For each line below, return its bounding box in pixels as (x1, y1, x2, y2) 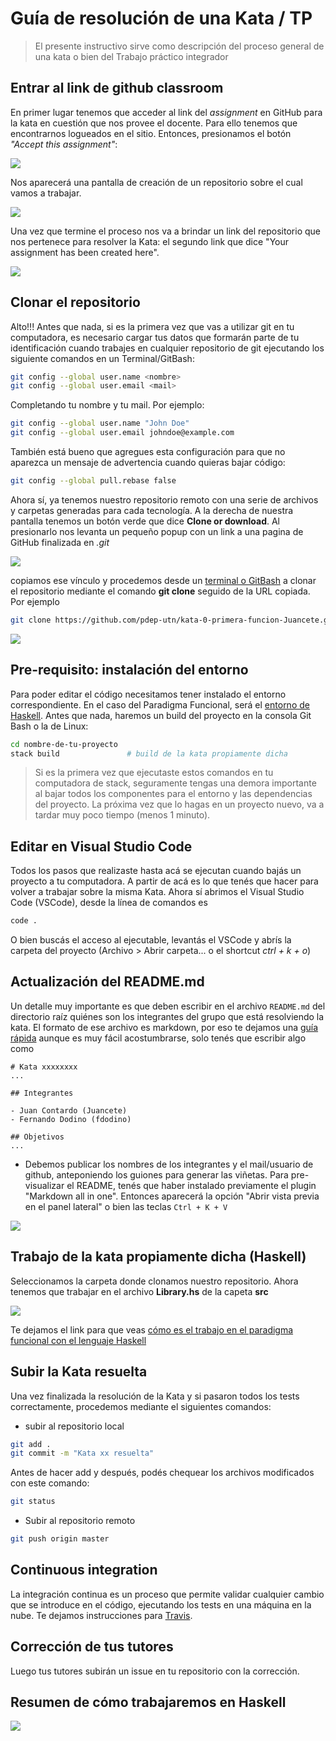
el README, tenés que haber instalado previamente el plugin (66, 1179, 317, 1191)
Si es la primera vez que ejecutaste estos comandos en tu (34, 767, 274, 779)
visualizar (24, 1179, 65, 1191)
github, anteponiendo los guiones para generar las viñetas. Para (24, 1168, 289, 1181)
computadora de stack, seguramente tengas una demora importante (34, 777, 317, 789)
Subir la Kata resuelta (10, 1363, 148, 1381)
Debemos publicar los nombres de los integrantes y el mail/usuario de (24, 1158, 314, 1170)
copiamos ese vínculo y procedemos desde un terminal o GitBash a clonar (10, 574, 317, 586)
